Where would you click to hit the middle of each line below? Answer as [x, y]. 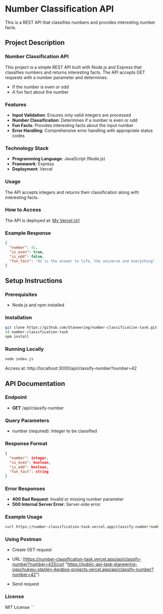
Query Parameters [27, 420]
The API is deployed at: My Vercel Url [42, 220]
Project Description [35, 43]
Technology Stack [27, 148]
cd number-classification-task [37, 332]
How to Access [23, 210]
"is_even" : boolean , [30, 463]
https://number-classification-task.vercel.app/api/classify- [83, 559]
